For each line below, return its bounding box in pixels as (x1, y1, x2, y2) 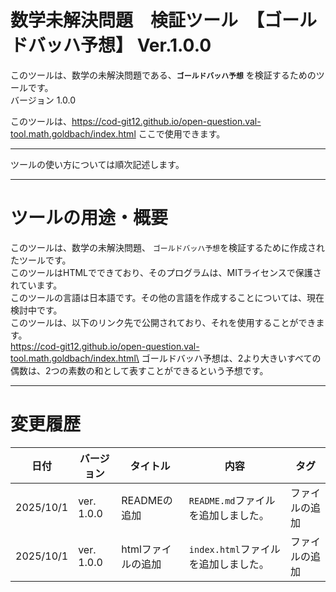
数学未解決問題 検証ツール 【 (10, 9, 265, 32)
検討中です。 (10, 304, 63, 316)
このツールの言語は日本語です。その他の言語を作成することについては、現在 (10, 291, 325, 303)
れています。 (10, 279, 63, 291)
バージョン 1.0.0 (10, 94, 77, 106)
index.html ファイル (188, 542, 281, 556)
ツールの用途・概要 (10, 207, 169, 230)
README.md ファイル (188, 493, 276, 507)
